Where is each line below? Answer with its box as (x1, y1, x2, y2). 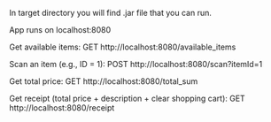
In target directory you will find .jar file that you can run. (9, 8, 213, 18)
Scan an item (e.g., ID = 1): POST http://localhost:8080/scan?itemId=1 (9, 59, 263, 69)
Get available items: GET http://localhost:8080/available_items (9, 42, 236, 52)
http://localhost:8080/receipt (9, 103, 115, 113)
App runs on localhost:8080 (9, 25, 112, 34)
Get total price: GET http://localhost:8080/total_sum (9, 76, 198, 87)
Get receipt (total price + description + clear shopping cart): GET (9, 93, 245, 103)
